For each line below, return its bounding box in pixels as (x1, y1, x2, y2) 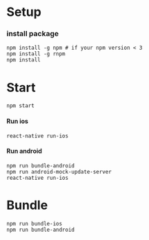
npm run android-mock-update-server (6, 168, 112, 175)
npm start (6, 102, 35, 109)
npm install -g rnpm (6, 50, 66, 57)
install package (6, 29, 59, 39)
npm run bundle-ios (6, 220, 63, 227)
